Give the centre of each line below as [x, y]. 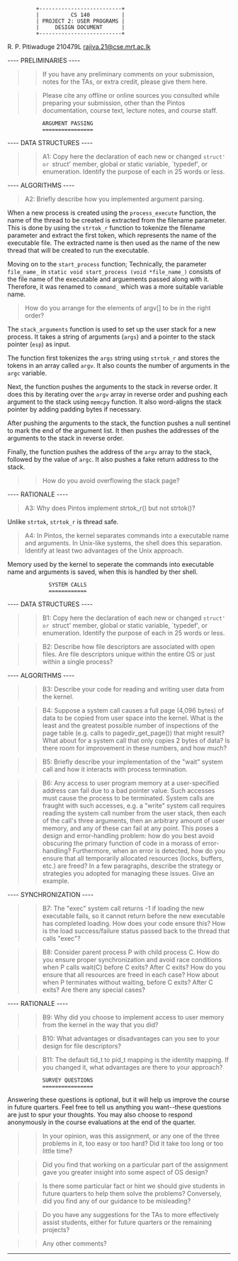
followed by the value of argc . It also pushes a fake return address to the [113, 459]
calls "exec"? [61, 938]
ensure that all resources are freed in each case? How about [130, 975]
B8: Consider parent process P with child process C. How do [131, 952]
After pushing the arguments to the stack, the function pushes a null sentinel [119, 423]
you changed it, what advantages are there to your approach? [132, 1067]
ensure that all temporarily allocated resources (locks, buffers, [133, 858]
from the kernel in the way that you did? [100, 1025]
